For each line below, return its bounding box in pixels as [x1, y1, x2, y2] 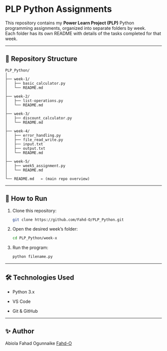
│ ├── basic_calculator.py [5, 81, 66, 86]
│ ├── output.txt [5, 146, 46, 151]
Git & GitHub [12, 308, 38, 314]
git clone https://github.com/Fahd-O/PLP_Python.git [12, 217, 124, 222]
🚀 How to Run [5, 194, 48, 203]
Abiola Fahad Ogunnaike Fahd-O [5, 340, 72, 346]
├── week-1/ [5, 76, 30, 81]
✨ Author [5, 327, 35, 336]
